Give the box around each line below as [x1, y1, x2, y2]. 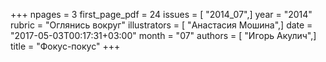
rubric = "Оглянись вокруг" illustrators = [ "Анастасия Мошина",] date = [10, 19, 313, 31]
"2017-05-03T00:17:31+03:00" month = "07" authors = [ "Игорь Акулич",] [10, 30, 317, 41]
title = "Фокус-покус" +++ [10, 40, 121, 52]
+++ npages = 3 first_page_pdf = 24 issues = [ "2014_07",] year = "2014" [10, 9, 313, 20]
